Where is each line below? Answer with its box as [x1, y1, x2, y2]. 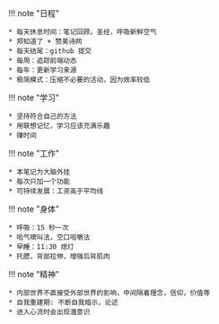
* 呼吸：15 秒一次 [8, 223, 69, 232]
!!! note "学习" [8, 93, 60, 103]
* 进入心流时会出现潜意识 [8, 308, 91, 317]
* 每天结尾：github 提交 [8, 47, 92, 56]
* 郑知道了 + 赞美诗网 [8, 37, 83, 46]
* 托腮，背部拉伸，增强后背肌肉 [8, 252, 110, 261]
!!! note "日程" [8, 8, 60, 18]
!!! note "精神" [8, 269, 60, 279]
